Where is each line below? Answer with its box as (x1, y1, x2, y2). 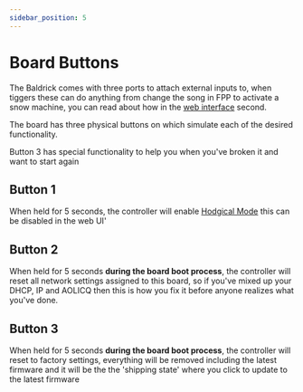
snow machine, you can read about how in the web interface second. (9, 101, 267, 112)
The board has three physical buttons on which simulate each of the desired (9, 119, 294, 129)
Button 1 (9, 182, 56, 197)
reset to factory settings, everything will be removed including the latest (9, 355, 278, 365)
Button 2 (9, 242, 59, 257)
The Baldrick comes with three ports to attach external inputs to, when (9, 82, 272, 93)
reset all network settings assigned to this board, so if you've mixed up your (9, 275, 292, 286)
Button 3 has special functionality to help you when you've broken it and (9, 146, 279, 157)
